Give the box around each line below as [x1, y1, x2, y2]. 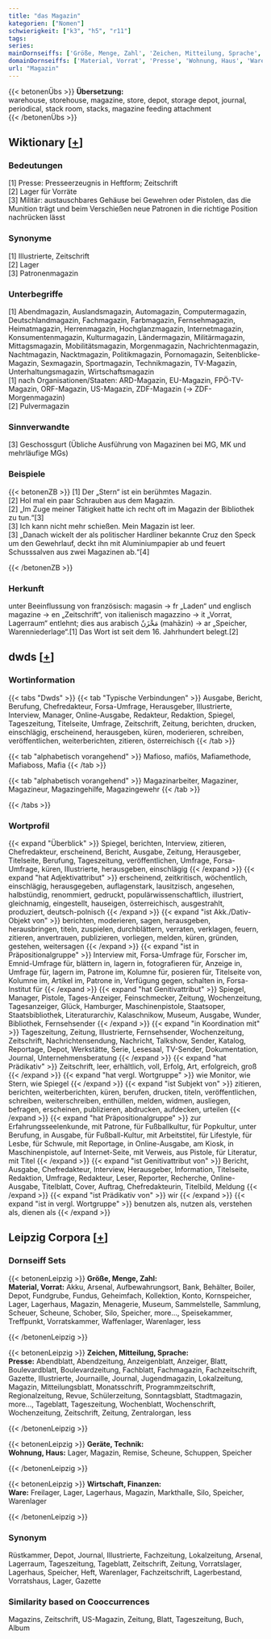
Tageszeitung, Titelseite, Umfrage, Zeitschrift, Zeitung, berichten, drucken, [8, 718, 256, 728]
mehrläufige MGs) [8, 448, 69, 458]
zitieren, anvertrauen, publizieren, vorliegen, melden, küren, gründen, [8, 932, 240, 942]
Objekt [8, 915, 31, 925]
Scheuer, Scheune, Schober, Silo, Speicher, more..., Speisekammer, [8, 1308, 233, 1318]
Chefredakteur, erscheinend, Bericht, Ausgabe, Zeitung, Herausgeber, [8, 847, 242, 856]
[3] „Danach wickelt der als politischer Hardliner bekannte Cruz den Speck [8, 530, 256, 540]
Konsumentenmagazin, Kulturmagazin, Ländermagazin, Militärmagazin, [8, 333, 245, 343]
